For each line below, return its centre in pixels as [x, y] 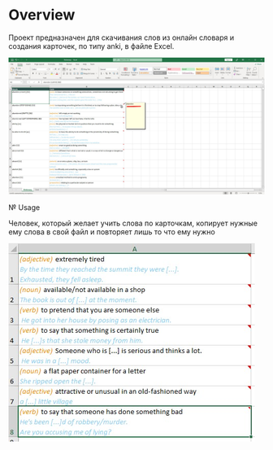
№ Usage [24, 208]
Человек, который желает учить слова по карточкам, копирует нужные [133, 223]
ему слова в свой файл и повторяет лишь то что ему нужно [112, 232]
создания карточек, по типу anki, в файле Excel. [91, 46]
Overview [42, 15]
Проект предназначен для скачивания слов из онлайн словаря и [121, 37]
